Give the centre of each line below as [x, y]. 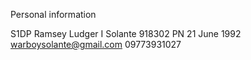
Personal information [53, 14]
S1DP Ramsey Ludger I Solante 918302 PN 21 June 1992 [126, 33]
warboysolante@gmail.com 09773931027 [96, 44]
